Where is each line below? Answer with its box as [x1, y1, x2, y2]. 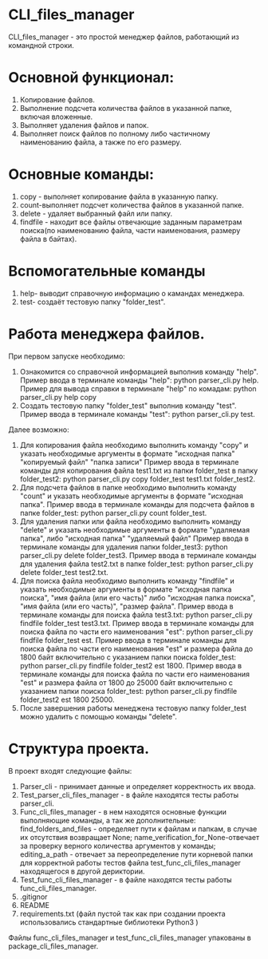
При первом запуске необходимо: [8, 351, 125, 361]
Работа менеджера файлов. [8, 325, 205, 343]
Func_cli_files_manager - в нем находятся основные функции [19, 806, 227, 816]
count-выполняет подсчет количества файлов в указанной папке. [19, 200, 245, 209]
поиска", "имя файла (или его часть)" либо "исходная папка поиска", [19, 592, 256, 602]
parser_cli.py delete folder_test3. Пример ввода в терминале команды [19, 550, 257, 560]
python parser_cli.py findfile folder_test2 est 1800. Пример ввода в [19, 660, 242, 670]
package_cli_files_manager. [8, 941, 99, 951]
